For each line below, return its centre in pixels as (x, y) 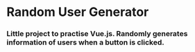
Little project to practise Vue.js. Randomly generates (97, 34)
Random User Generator (78, 12)
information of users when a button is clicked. (85, 42)
